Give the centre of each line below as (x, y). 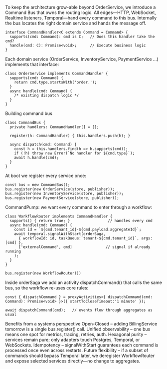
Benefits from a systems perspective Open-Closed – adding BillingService (81, 324)
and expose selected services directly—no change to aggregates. (73, 361)
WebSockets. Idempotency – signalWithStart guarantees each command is (82, 345)
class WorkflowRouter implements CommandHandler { (59, 216)
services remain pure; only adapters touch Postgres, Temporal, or (73, 340)
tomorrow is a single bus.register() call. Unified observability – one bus (78, 329)
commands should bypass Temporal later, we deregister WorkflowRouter (80, 355)
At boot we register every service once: (46, 175)
